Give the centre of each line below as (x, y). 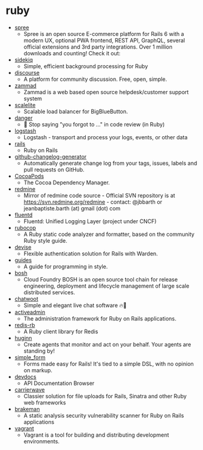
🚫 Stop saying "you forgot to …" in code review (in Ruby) (94, 124)
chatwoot (26, 299)
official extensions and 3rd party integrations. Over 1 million (98, 47)
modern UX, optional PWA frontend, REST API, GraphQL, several (104, 40)
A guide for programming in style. (66, 266)
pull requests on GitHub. (54, 169)
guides (23, 260)
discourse (27, 72)
